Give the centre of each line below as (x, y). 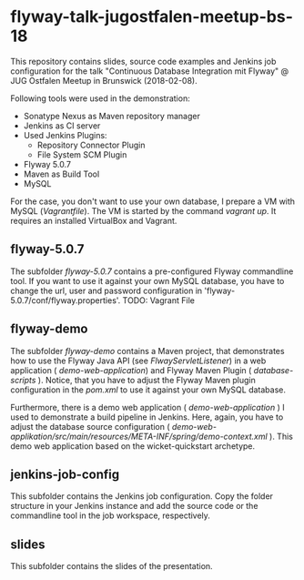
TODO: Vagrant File (158, 300)
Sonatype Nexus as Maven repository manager (112, 116)
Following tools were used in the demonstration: (100, 98)
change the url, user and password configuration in (106, 290)
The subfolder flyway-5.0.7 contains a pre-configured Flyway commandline (152, 271)
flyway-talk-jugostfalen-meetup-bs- (152, 17)
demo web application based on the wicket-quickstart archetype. (133, 446)
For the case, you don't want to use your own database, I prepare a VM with (152, 201)
